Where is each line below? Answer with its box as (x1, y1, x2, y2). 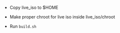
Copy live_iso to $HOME (9, 5, 58, 10)
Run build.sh (9, 23, 36, 29)
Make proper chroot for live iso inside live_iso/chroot (9, 14, 115, 19)
